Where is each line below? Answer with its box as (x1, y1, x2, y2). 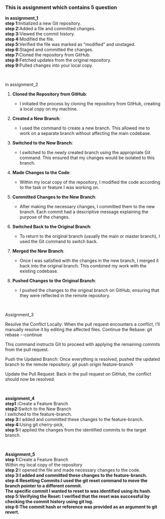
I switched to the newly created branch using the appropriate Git (19, 150, 151, 156)
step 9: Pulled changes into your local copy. (5, 62, 94, 68)
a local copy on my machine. (19, 106, 78, 112)
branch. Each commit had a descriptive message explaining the (19, 209, 149, 215)
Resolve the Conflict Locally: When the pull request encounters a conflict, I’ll (5, 321, 160, 327)
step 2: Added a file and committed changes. (5, 26, 96, 32)
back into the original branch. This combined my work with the (19, 263, 147, 269)
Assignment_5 (5, 451, 35, 457)
